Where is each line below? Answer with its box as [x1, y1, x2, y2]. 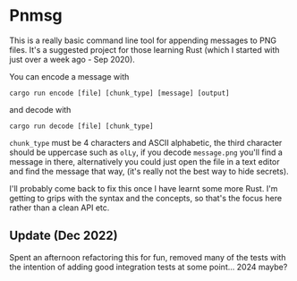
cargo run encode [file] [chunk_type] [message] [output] [9, 89, 230, 98]
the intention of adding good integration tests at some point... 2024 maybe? [9, 261, 288, 272]
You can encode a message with [9, 71, 130, 81]
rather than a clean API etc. [9, 202, 110, 213]
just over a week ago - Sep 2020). [9, 54, 136, 64]
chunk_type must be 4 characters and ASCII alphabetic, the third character [9, 137, 283, 148]
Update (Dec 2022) [9, 228, 118, 243]
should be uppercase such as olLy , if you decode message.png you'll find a [9, 147, 284, 158]
